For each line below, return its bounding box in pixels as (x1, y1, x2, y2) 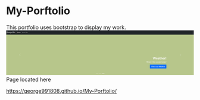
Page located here (6, 76, 52, 83)
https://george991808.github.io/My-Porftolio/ (6, 87, 117, 94)
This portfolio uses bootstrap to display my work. (6, 24, 126, 31)
